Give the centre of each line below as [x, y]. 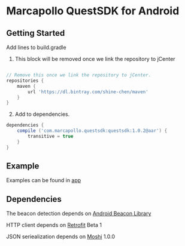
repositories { [25, 81]
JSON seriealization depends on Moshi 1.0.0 [61, 236]
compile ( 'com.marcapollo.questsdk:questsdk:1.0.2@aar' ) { [92, 131]
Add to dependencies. [42, 114]
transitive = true [51, 136]
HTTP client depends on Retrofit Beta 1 [54, 225]
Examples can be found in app [44, 180]
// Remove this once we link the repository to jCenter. [79, 75]
